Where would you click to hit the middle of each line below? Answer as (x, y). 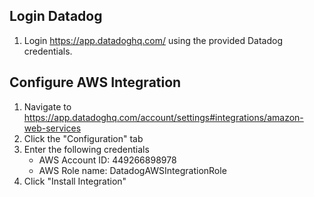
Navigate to (47, 106)
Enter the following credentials (86, 149)
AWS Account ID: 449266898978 (107, 160)
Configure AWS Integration (95, 82)
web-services (52, 128)
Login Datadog (56, 16)
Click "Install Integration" (75, 181)
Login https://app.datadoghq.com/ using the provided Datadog (153, 40)
